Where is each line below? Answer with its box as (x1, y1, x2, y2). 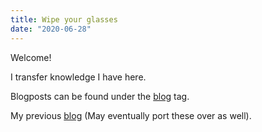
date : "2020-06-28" (10, 24, 92, 34)
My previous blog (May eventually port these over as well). (10, 109, 252, 121)
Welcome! (10, 51, 52, 63)
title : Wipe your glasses (10, 14, 118, 25)
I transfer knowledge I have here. (10, 71, 147, 83)
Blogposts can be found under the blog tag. (10, 90, 190, 102)
